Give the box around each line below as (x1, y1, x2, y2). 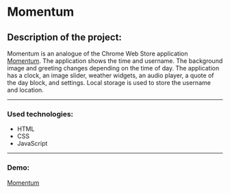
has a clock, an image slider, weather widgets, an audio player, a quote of (7, 71, 214, 79)
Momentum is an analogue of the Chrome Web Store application (7, 49, 188, 57)
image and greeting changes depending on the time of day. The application (7, 64, 220, 72)
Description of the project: (7, 31, 122, 43)
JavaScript (16, 140, 48, 148)
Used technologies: (7, 109, 74, 118)
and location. (7, 86, 44, 94)
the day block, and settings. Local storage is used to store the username (7, 79, 211, 86)
